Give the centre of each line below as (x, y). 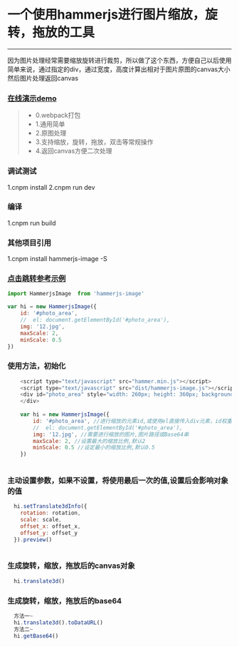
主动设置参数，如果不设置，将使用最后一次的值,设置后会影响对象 (118, 481)
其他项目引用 (30, 243)
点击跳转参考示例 (37, 279)
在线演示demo (32, 98)
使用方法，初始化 (37, 366)
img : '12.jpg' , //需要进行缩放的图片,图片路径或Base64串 (111, 434)
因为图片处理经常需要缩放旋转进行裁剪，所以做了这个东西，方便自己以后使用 (119, 60)
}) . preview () (33, 539)
